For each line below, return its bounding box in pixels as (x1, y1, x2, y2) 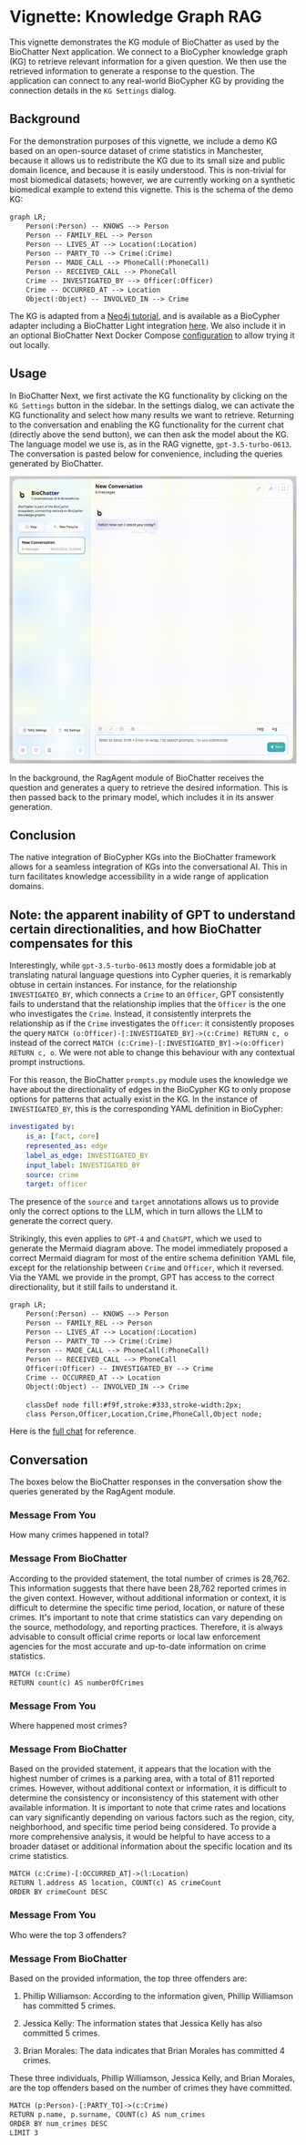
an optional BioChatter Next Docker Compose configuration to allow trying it (9, 330, 295, 341)
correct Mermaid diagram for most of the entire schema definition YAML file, (9, 1253, 296, 1264)
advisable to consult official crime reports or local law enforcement (9, 1631, 261, 1642)
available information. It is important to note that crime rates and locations (9, 1802, 287, 1813)
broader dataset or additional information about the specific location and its (9, 1841, 293, 1852)
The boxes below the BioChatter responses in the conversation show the (9, 1476, 282, 1487)
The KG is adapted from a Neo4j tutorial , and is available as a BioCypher (9, 310, 280, 321)
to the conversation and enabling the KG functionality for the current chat (9, 419, 284, 430)
